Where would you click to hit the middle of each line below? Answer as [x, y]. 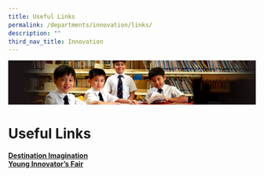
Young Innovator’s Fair [46, 163]
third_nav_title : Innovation [56, 42]
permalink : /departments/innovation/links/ [81, 25]
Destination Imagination [48, 155]
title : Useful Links [42, 16]
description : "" [35, 33]
